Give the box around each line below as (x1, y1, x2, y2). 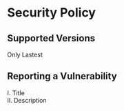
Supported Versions (7, 32, 95, 44)
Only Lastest (7, 50, 43, 59)
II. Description (7, 96, 47, 104)
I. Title (7, 88, 25, 97)
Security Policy (7, 5, 96, 21)
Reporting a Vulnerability (7, 70, 117, 82)
